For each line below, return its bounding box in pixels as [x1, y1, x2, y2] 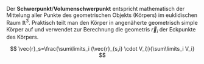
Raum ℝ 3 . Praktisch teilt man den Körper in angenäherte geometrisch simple [6, 18, 198, 26]
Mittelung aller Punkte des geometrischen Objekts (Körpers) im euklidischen [6, 11, 198, 19]
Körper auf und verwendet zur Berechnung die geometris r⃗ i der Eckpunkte [6, 25, 196, 34]
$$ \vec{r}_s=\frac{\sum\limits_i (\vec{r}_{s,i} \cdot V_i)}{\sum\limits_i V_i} [10, 45, 195, 53]
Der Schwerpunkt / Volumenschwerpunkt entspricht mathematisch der [6, 5, 185, 12]
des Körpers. [6, 33, 39, 41]
